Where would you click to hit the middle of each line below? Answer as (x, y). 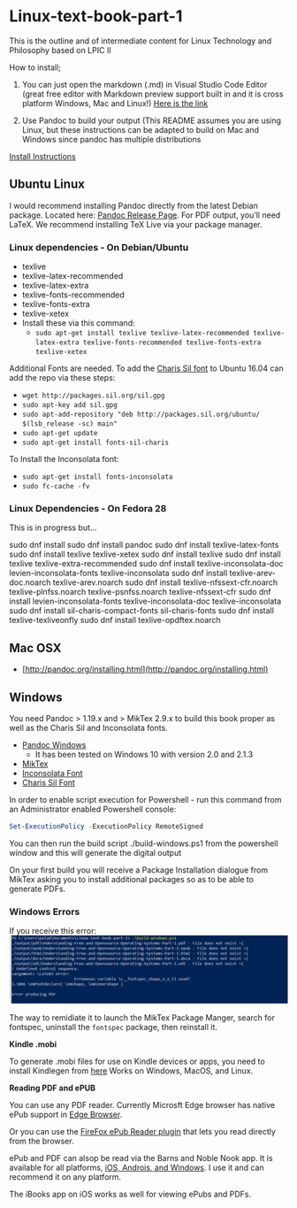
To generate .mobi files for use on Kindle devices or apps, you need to (137, 1062)
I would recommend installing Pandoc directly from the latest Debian (133, 205)
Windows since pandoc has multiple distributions (111, 139)
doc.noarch (30, 582)
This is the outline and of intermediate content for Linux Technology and (141, 41)
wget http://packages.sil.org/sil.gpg (93, 396)
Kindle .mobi (33, 1044)
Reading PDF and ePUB (52, 1088)
